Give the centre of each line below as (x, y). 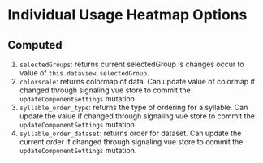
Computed (35, 45)
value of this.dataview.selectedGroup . (84, 73)
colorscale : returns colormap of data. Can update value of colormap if (137, 81)
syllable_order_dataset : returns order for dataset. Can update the (130, 133)
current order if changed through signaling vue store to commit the (131, 142)
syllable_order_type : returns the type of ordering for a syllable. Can (134, 107)
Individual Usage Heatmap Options (127, 15)
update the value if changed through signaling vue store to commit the (137, 116)
